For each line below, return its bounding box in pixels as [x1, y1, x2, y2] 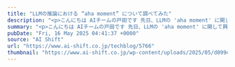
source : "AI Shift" [7, 36, 64, 43]
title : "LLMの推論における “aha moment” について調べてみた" [7, 10, 172, 17]
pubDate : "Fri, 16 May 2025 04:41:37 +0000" [7, 29, 139, 37]
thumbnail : [7, 50, 39, 57]
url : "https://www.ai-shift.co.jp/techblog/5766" [7, 43, 155, 50]
